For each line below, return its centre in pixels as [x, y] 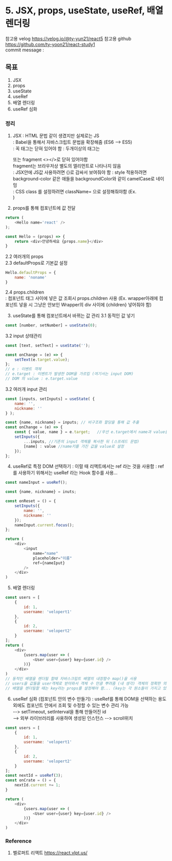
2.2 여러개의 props [24, 257]
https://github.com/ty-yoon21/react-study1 [50, 44]
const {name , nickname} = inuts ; [41, 492]
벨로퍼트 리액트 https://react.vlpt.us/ [50, 853]
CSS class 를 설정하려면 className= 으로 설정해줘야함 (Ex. [76, 192]
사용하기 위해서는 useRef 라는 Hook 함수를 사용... [68, 473]
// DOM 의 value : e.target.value [41, 379]
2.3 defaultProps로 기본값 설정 [37, 263]
